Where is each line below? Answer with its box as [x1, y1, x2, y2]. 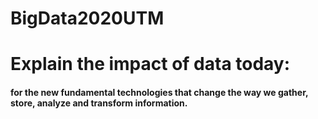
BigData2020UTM [10, 7, 165, 30]
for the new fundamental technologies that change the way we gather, [10, 86, 309, 98]
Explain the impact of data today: [10, 53, 291, 76]
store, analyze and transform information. [10, 97, 188, 109]
